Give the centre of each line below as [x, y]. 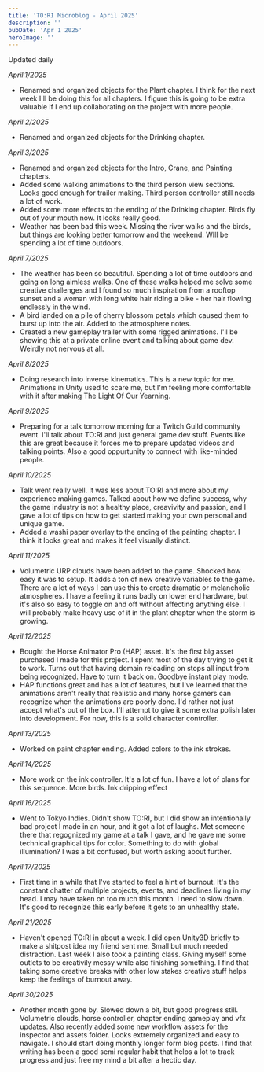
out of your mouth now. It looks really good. [90, 218]
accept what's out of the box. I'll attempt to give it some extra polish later [138, 710]
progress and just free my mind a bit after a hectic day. [108, 1060]
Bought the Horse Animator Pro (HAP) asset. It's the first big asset [126, 652]
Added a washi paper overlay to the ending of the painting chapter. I [130, 532]
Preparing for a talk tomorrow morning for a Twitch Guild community [130, 426]
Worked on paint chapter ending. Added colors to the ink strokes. [125, 749]
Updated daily [31, 60]
